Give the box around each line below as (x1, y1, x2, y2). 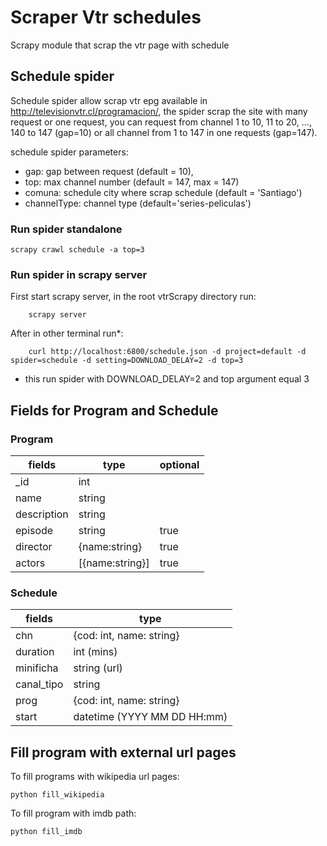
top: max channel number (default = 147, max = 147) (24, 176, 240, 188)
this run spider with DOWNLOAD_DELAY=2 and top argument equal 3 (24, 373, 310, 385)
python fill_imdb (10, 827, 83, 837)
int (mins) (73, 645, 118, 659)
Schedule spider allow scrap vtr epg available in (10, 94, 208, 106)
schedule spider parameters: (10, 146, 129, 158)
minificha (15, 661, 59, 675)
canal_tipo (15, 677, 64, 691)
